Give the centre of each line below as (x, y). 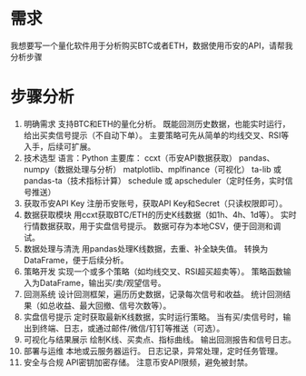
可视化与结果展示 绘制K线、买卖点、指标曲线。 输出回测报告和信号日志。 (160, 339)
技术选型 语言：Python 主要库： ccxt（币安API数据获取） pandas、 (149, 158)
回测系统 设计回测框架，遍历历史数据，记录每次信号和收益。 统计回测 (153, 294)
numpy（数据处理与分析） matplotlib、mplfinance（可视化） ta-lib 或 (153, 169)
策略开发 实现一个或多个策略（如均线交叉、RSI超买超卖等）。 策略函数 (153, 271)
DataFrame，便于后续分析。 (76, 260)
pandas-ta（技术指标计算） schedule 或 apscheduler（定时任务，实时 (154, 180)
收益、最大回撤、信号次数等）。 (113, 305)
